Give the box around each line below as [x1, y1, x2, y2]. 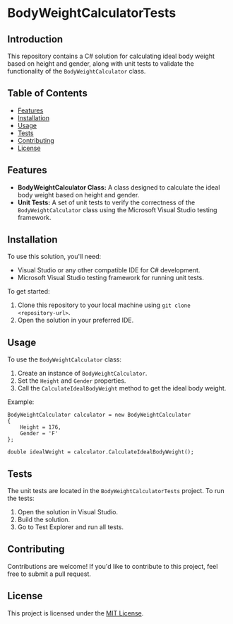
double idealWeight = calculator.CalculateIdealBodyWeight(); [7, 449, 194, 456]
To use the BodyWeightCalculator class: [7, 355, 122, 364]
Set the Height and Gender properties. [17, 376, 126, 385]
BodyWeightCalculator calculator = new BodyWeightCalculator [7, 412, 191, 419]
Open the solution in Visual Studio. [17, 508, 119, 516]
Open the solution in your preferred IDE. [17, 316, 134, 325]
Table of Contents [7, 87, 88, 100]
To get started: [7, 287, 51, 296]
